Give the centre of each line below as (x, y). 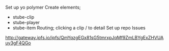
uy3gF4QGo (18, 43)
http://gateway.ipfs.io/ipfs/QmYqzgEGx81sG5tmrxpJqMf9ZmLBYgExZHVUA (84, 38)
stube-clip (23, 17)
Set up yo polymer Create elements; (43, 7)
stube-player (26, 22)
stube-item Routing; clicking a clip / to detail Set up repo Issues (79, 28)
